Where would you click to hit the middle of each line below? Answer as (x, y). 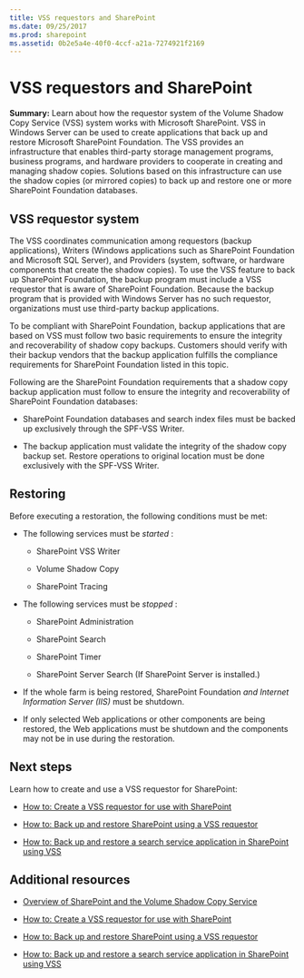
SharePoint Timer (69, 657)
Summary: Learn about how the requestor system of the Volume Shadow (147, 114)
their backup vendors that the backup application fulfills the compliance (144, 355)
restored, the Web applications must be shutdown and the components (155, 728)
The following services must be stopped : (100, 604)
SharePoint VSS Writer (78, 551)
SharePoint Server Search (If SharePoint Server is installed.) (148, 674)
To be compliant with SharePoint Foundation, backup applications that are (147, 326)
